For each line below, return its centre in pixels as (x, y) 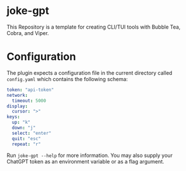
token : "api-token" (30, 90)
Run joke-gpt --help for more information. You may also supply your (90, 155)
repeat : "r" (27, 144)
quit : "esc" (27, 138)
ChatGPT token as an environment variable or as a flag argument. (85, 161)
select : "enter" (32, 133)
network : (17, 95)
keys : (13, 117)
